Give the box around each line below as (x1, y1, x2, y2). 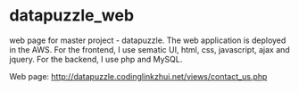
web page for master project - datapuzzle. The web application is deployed (9, 35, 287, 45)
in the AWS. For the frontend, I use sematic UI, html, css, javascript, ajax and (9, 44, 290, 54)
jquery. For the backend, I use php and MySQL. (9, 54, 183, 64)
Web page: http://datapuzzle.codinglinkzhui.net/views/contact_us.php (9, 70, 268, 81)
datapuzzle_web (9, 5, 135, 26)
